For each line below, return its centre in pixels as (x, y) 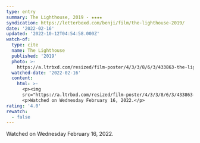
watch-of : (18, 39)
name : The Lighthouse (38, 51)
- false (21, 117)
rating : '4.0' (24, 106)
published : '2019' (35, 56)
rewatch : (17, 111)
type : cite (25, 45)
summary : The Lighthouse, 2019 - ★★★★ (54, 17)
